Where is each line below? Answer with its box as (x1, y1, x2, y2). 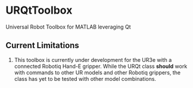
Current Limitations (5, 40, 80, 51)
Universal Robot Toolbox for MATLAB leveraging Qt (5, 23, 132, 30)
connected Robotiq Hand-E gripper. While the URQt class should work (14, 62, 188, 70)
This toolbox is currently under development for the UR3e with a (14, 56, 172, 63)
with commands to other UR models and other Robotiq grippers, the (14, 69, 181, 76)
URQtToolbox (5, 4, 73, 17)
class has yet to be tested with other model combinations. (14, 75, 156, 82)
